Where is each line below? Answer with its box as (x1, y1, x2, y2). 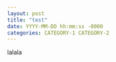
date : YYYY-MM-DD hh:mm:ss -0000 (7, 23, 104, 30)
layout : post (7, 10, 45, 17)
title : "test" (7, 17, 48, 23)
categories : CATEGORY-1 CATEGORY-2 (7, 29, 110, 37)
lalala (7, 48, 22, 56)
